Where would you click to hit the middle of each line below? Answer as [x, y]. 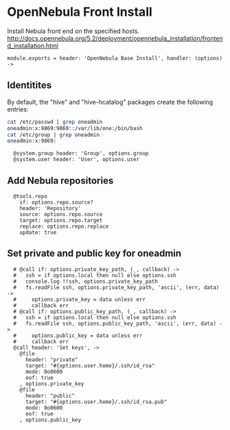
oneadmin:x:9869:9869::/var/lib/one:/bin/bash [75, 128]
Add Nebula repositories [60, 181]
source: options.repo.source [61, 215]
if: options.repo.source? [57, 203]
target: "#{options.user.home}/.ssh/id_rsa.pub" [96, 402]
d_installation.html [33, 45]
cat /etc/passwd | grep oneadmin [55, 122]
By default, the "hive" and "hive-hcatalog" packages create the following [110, 102]
